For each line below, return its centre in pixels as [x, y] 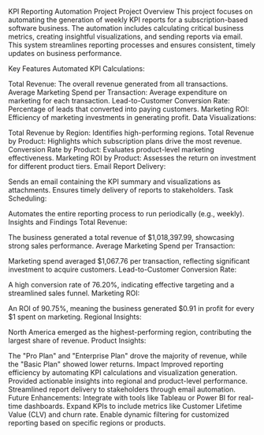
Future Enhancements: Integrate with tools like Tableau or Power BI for [123, 397]
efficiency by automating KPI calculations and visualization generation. [123, 373]
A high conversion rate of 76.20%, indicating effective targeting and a [121, 285]
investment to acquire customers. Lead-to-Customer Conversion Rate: [123, 269]
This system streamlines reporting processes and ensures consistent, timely [132, 45]
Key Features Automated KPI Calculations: [76, 69]
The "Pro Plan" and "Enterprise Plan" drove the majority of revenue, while [128, 356]
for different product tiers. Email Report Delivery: [87, 166]
